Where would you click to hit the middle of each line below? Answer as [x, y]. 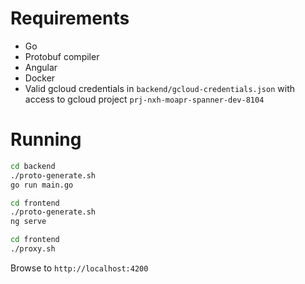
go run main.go [42, 185]
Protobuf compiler [62, 56]
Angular [41, 67]
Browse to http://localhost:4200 [79, 268]
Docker [40, 78]
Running [46, 139]
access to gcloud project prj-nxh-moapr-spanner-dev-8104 [144, 99]
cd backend [33, 166]
